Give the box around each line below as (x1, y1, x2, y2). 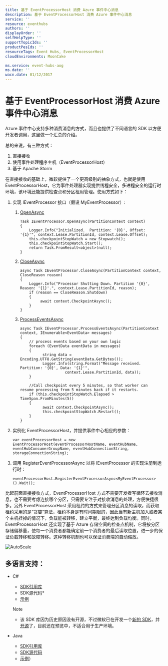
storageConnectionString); (12, 450, 69, 456)
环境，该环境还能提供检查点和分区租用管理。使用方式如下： (5, 188, 128, 194)
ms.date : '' (5, 68, 30, 73)
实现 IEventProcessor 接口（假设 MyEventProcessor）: (12, 199, 126, 205)
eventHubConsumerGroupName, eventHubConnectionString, (12, 446, 129, 451)
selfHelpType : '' (5, 36, 41, 41)
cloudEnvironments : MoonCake (5, 54, 66, 59)
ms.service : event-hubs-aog (5, 63, 64, 68)
